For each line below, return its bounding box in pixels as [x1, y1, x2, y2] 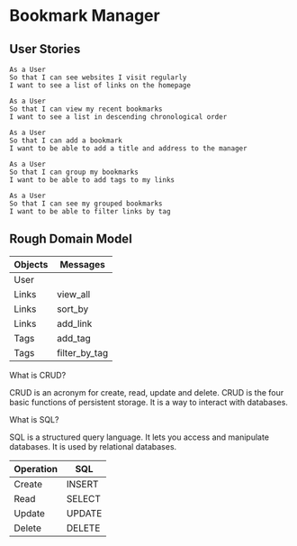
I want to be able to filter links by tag [9, 207, 171, 216]
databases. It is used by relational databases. [9, 441, 177, 451]
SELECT [66, 492, 102, 505]
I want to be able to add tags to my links [9, 176, 175, 185]
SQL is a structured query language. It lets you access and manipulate [9, 432, 270, 442]
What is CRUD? [9, 369, 67, 380]
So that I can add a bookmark [9, 136, 123, 145]
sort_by [57, 303, 89, 315]
